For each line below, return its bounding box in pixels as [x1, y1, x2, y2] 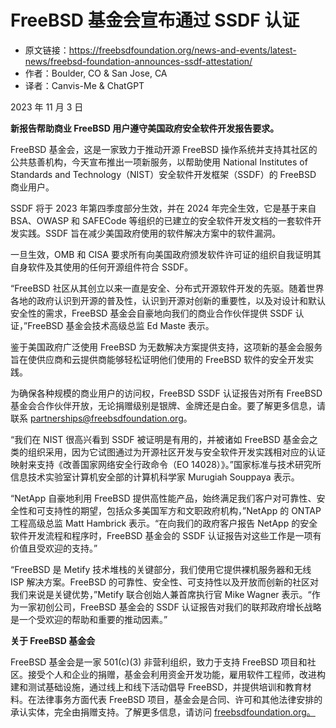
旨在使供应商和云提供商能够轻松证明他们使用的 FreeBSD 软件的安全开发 [10, 353, 306, 365]
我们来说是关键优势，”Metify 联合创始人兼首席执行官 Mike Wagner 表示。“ [10, 588, 312, 600]
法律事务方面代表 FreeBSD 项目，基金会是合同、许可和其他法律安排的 [36, 693, 323, 705]
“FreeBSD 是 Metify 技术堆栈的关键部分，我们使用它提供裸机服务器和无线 [10, 563, 312, 575]
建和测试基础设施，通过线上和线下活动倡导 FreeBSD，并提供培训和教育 [10, 681, 303, 693]
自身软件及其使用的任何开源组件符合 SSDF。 [10, 261, 194, 273]
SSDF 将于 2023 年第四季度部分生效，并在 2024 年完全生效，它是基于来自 [10, 202, 317, 214]
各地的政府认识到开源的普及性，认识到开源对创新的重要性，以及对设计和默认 [10, 294, 326, 306]
